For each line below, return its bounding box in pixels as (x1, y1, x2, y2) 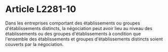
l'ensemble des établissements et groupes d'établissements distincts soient (5, 36, 163, 42)
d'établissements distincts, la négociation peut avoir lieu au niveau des (5, 25, 153, 31)
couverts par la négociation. (5, 41, 64, 47)
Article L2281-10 (5, 3, 76, 15)
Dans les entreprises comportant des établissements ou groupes (5, 20, 140, 26)
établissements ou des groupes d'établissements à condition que (5, 30, 141, 36)
